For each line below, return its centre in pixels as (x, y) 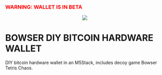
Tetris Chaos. (19, 68)
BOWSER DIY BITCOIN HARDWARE (79, 38)
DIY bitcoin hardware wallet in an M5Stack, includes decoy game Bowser (81, 63)
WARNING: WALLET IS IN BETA (44, 7)
